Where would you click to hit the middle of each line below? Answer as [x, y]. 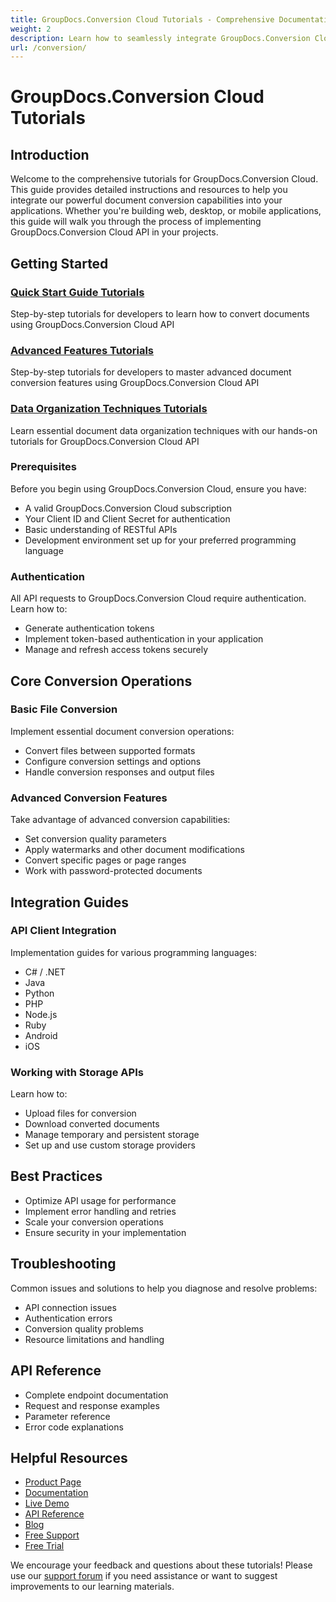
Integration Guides [70, 902]
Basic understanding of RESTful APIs [101, 529]
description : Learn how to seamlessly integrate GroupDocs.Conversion [160, 38]
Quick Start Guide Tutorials [77, 292]
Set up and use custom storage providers [110, 1145]
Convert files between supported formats [110, 750]
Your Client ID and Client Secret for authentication [127, 518]
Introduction [50, 154]
